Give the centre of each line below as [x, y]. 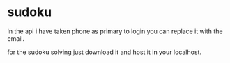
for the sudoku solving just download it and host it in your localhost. [105, 52]
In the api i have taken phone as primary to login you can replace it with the [115, 31]
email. [16, 38]
